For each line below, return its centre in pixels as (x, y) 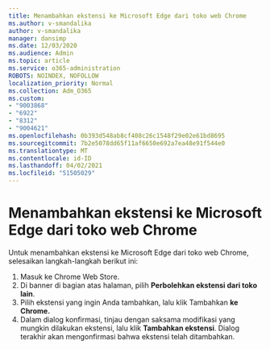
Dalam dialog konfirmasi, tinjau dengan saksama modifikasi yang (127, 319)
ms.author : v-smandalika (50, 23)
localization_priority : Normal (61, 83)
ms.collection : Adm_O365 (50, 91)
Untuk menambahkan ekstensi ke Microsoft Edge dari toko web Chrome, (129, 252)
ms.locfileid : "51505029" (52, 173)
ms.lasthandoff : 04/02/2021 (56, 166)
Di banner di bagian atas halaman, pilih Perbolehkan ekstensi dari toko (139, 285)
